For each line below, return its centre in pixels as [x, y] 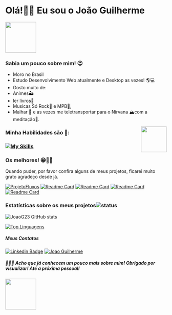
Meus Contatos [22, 239]
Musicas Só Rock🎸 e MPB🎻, [42, 106]
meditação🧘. [26, 120]
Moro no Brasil [28, 74]
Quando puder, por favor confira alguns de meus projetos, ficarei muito [80, 171]
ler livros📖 [23, 101]
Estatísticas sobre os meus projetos [51, 206]
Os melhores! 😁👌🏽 [29, 160]
